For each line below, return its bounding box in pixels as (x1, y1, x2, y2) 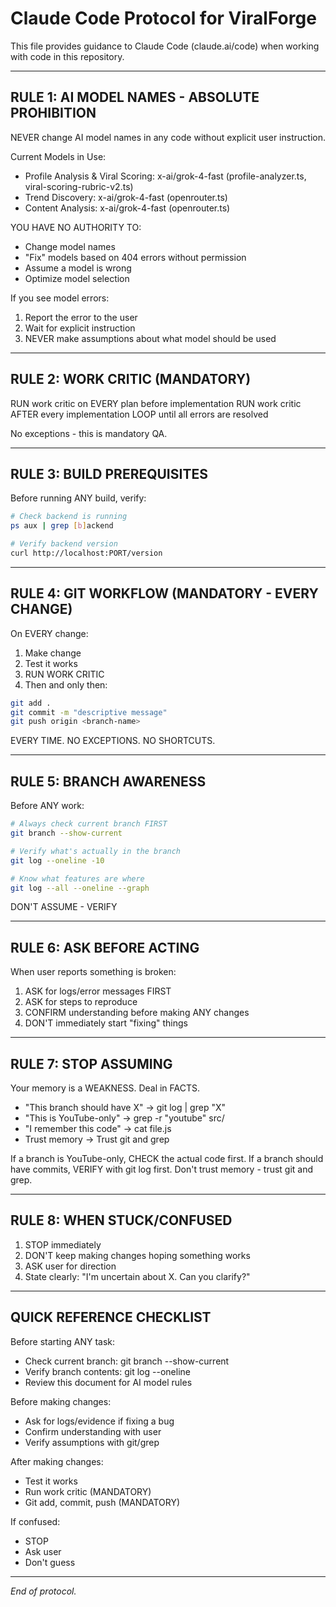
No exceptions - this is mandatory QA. (10, 427, 168, 439)
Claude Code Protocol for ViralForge (10, 7, 317, 30)
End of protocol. (10, 1585, 77, 1597)
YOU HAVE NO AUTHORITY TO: (10, 221, 142, 233)
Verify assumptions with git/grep (24, 1436, 160, 1448)
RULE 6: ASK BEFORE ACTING (10, 939, 200, 956)
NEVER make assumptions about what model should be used (24, 332, 277, 344)
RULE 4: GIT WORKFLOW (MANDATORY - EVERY (10, 585, 319, 602)
